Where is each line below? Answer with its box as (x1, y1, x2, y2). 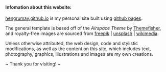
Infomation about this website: (5, 4, 72, 10)
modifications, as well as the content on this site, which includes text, (5, 46, 151, 52)
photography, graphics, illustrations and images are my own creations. (5, 51, 153, 57)
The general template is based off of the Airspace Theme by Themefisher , (5, 25, 161, 31)
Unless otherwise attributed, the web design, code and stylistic (5, 41, 138, 47)
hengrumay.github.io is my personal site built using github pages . (5, 15, 143, 21)
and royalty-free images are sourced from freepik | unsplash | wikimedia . (5, 30, 159, 37)
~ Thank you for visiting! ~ (5, 61, 61, 67)
